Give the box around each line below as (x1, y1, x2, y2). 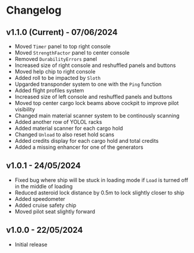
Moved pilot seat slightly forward (14, 208, 96, 215)
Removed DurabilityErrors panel (14, 56, 97, 62)
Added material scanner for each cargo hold (14, 125, 123, 132)
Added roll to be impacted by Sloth (14, 75, 101, 81)
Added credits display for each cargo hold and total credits (14, 137, 159, 144)
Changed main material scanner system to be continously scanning (14, 112, 180, 119)
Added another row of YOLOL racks (14, 119, 103, 125)
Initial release (14, 241, 47, 248)
